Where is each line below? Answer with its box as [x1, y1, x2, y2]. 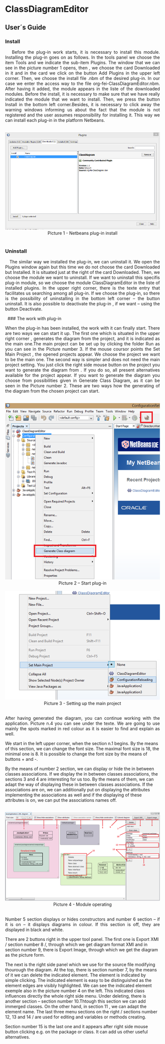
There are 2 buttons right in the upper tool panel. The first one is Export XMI [5, 936, 159, 942]
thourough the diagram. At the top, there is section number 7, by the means [5, 967, 157, 972]
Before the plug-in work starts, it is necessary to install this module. [12, 49, 160, 55]
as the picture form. [5, 952, 45, 958]
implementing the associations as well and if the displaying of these [5, 792, 142, 798]
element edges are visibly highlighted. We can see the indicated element [5, 982, 152, 988]
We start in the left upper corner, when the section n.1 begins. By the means [5, 741, 159, 746]
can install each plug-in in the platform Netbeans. [5, 117, 105, 123]
